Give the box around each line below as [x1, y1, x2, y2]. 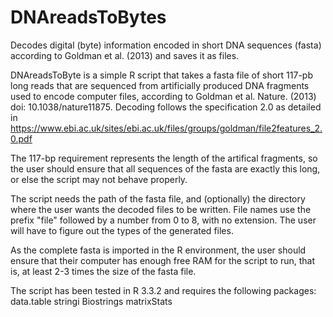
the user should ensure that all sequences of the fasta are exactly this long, [10, 162, 321, 175]
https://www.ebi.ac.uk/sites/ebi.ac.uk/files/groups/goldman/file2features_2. [10, 122, 323, 134]
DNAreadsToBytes [10, 6, 167, 29]
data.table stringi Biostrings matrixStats [10, 295, 173, 307]
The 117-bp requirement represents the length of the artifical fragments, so [10, 152, 318, 164]
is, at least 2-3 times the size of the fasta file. [10, 265, 197, 277]
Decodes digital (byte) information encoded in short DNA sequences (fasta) [10, 39, 322, 51]
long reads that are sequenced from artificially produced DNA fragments [10, 79, 310, 91]
